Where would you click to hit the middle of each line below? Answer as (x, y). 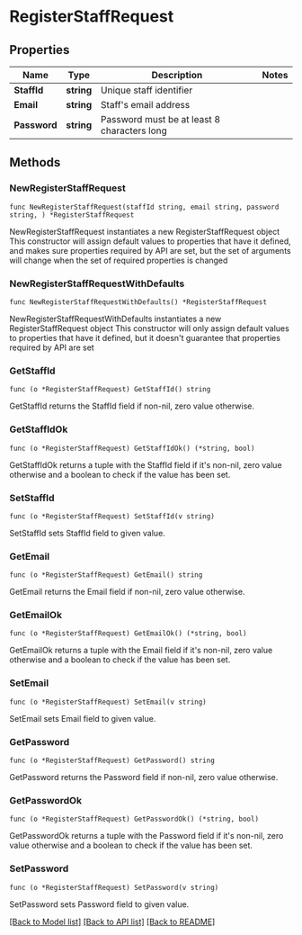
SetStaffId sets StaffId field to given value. (88, 533)
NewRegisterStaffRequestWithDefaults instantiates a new (115, 319)
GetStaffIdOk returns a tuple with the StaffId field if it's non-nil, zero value (146, 464)
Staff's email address (145, 105)
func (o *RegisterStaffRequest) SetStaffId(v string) (112, 516)
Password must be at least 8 (160, 119)
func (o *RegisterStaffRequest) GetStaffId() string (110, 390)
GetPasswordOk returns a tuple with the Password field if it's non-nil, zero (147, 836)
